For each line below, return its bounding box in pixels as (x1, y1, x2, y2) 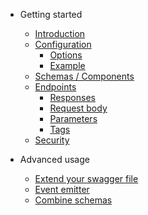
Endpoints (34, 81, 77, 93)
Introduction (34, 28, 86, 39)
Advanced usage (19, 154, 90, 165)
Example (49, 60, 86, 71)
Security (34, 134, 70, 146)
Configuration (34, 39, 92, 50)
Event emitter (34, 184, 90, 195)
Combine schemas (34, 194, 113, 206)
